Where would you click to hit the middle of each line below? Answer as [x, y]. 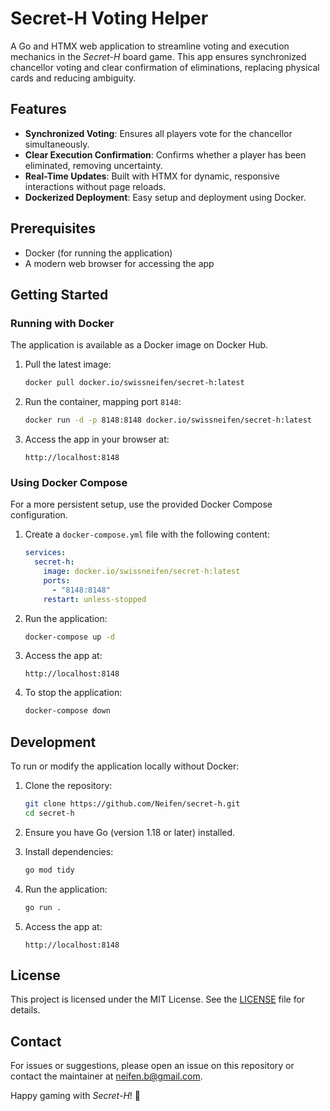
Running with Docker [62, 323]
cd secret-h [49, 813]
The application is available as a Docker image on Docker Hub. [139, 345]
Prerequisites [53, 228]
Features [38, 109]
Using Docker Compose [69, 482]
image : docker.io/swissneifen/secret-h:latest [142, 572]
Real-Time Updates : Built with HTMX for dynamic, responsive [152, 176]
